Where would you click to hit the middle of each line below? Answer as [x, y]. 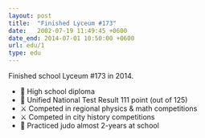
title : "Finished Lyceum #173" [62, 23]
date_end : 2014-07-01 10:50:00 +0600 [72, 38]
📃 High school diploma [57, 91]
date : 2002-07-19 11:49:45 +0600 [68, 30]
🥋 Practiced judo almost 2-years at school [89, 126]
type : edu [25, 53]
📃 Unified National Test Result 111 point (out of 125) [104, 100]
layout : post [30, 16]
